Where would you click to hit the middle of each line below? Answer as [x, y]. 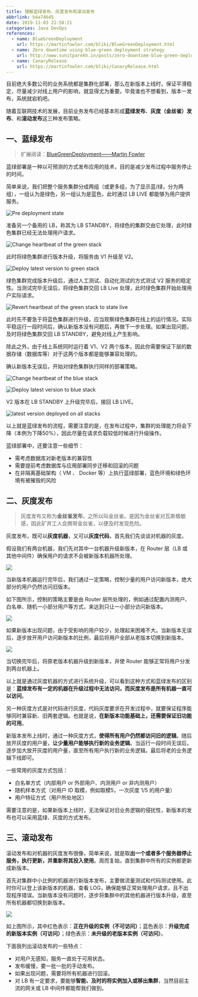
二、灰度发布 [29, 501]
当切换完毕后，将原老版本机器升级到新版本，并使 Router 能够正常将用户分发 [98, 661]
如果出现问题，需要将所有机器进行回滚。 [64, 973]
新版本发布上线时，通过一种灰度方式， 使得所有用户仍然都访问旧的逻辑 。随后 [99, 736]
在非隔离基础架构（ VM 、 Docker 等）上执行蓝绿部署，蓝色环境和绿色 [100, 473]
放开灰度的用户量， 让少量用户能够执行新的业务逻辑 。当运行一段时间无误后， [99, 743]
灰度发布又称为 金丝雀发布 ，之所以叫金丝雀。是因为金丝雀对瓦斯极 [100, 516]
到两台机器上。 [24, 669]
